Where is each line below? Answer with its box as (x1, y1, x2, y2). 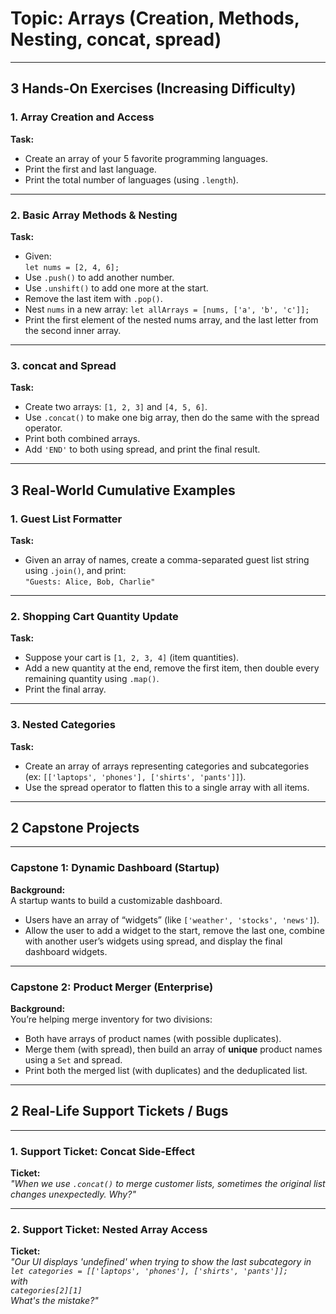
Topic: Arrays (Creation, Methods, (10, 7, 300, 30)
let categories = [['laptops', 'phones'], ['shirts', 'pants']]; (10, 1267, 288, 1277)
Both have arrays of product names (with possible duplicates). (24, 1032, 282, 1044)
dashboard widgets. (24, 945, 108, 957)
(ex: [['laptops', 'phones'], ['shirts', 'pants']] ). (24, 770, 247, 782)
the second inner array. (24, 324, 122, 336)
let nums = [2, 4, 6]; (24, 262, 120, 272)
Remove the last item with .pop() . (24, 292, 163, 304)
